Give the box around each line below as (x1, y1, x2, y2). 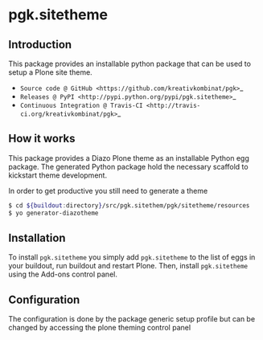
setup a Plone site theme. (8, 68, 92, 77)
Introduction (8, 38, 72, 51)
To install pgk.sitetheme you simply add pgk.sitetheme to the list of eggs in (8, 252, 256, 262)
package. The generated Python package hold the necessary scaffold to (8, 162, 249, 171)
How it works (8, 132, 76, 145)
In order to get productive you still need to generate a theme (8, 186, 208, 195)
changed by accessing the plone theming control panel (8, 323, 191, 333)
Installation (8, 231, 66, 244)
